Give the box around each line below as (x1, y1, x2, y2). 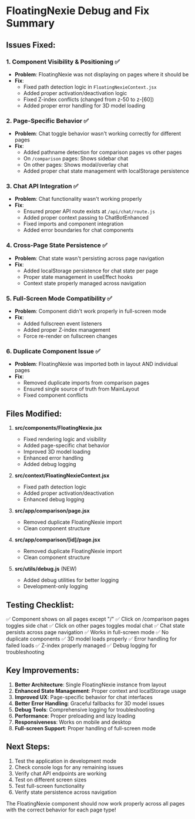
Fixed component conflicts (23, 392, 88, 399)
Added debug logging (23, 461, 76, 468)
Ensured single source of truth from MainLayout (23, 386, 139, 393)
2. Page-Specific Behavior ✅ (6, 116, 89, 124)
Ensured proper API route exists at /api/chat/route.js (23, 208, 156, 215)
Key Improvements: (6, 665, 79, 676)
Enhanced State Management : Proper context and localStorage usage (14, 687, 186, 694)
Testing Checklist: (6, 600, 75, 610)
